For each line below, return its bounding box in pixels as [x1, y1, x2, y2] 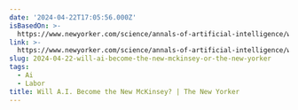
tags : [9, 63, 29, 72]
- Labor [17, 79, 46, 88]
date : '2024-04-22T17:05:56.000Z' [9, 12, 137, 22]
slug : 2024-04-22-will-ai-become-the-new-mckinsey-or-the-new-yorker [9, 54, 272, 63]
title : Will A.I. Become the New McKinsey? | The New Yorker [9, 87, 240, 96]
